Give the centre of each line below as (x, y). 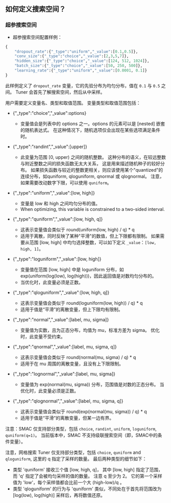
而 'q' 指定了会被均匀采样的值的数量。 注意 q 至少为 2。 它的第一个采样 (87, 476)
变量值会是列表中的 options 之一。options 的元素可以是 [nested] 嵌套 (93, 124)
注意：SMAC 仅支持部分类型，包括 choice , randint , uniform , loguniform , (81, 428)
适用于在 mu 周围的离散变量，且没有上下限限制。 (72, 364)
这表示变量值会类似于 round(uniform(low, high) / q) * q (77, 229)
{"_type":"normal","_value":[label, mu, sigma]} (61, 319)
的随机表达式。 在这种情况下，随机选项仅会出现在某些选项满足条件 (90, 130)
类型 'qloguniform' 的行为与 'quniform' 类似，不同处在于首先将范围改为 (87, 489)
